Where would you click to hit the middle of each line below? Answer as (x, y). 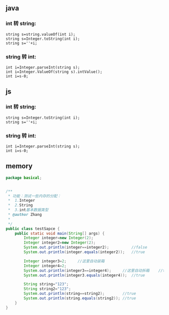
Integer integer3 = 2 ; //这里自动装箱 (64, 261)
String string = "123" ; (46, 284)
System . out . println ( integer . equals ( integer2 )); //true (84, 252)
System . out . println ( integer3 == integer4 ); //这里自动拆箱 (87, 270)
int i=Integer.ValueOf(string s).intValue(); (54, 72)
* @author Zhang (25, 215)
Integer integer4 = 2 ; (45, 266)
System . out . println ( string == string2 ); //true (80, 294)
